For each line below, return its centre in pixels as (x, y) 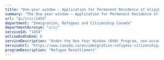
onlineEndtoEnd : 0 (24, 37)
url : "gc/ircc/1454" (26, 18)
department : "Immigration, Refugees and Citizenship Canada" (69, 23)
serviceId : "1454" (24, 32)
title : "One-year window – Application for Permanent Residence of (75, 9)
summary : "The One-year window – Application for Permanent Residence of (82, 14)
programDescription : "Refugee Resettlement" (51, 50)
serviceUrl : (17, 45)
